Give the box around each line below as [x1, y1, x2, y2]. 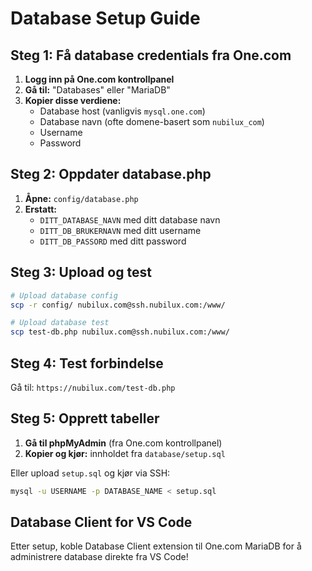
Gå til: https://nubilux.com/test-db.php [10, 381, 176, 393]
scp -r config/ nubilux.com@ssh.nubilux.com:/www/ [10, 300, 226, 310]
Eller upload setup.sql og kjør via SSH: [10, 467, 171, 479]
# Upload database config [10, 290, 118, 301]
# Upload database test [10, 318, 110, 328]
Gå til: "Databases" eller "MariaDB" [24, 84, 171, 96]
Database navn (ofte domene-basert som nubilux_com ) [39, 116, 265, 127]
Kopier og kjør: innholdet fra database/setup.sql [24, 447, 226, 459]
